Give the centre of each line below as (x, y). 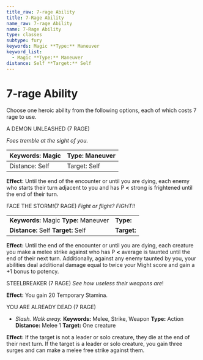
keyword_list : (24, 52)
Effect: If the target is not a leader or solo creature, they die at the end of (98, 337)
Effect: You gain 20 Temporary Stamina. (57, 295)
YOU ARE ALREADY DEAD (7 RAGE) (51, 307)
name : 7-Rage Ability (34, 29)
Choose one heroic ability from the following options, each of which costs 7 (102, 110)
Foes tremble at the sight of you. (47, 141)
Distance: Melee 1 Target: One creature (65, 326)
